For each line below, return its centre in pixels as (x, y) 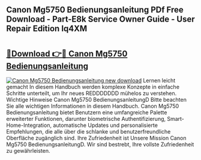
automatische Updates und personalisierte (105, 125)
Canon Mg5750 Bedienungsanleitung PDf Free (95, 10)
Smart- (176, 119)
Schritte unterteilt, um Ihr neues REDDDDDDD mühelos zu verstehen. (91, 93)
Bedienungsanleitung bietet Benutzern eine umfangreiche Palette (87, 112)
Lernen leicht (159, 80)
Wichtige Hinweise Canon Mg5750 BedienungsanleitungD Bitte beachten (97, 100)
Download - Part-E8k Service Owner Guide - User (100, 20)
